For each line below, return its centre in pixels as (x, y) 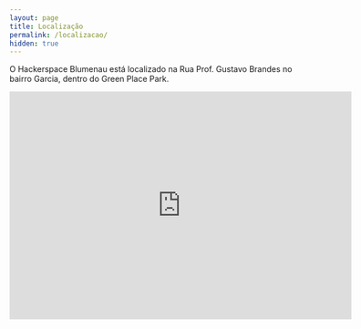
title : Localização (46, 26)
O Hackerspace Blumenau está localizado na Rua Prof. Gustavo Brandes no (151, 69)
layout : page (34, 18)
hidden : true (34, 43)
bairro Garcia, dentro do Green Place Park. (89, 79)
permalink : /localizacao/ (58, 35)
